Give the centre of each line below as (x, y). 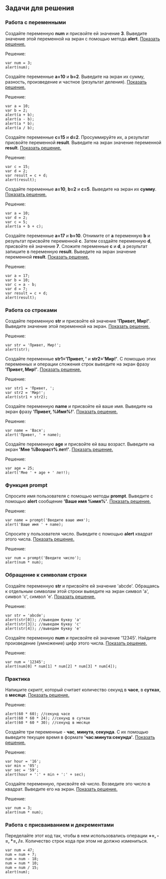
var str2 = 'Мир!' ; (25, 392)
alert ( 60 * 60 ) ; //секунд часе (38, 714)
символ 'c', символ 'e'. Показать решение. (50, 596)
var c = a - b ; (21, 284)
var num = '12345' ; (25, 662)
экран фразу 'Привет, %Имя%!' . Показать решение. (62, 411)
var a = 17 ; (17, 275)
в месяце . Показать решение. (37, 695)
